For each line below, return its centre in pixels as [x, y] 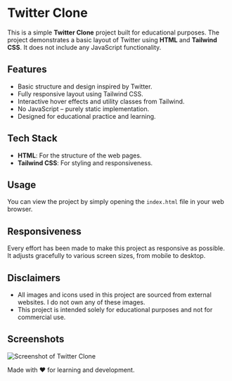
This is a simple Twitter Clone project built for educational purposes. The [114, 32]
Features [27, 69]
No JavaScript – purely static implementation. [83, 109]
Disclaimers [34, 278]
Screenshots [36, 339]
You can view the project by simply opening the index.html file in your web [116, 202]
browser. [20, 209]
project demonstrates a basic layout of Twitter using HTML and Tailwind [112, 39]
